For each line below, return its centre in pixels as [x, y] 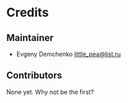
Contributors [34, 75]
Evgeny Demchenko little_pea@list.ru [68, 54]
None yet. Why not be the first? [50, 92]
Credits [28, 13]
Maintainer [30, 38]
